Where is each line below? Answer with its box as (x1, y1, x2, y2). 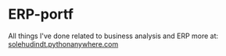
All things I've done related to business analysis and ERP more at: (8, 31, 219, 40)
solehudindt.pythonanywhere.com (8, 39, 119, 48)
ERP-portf (8, 5, 74, 23)
